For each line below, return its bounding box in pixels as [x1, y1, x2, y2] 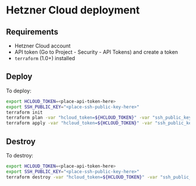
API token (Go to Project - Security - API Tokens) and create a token [14, 49, 178, 56]
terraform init [6, 109, 43, 115]
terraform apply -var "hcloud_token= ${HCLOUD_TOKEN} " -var [6, 120, 153, 126]
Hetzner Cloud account [14, 42, 71, 49]
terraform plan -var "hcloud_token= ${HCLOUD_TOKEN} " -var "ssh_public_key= [6, 115, 194, 120]
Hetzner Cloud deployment [6, 4, 140, 17]
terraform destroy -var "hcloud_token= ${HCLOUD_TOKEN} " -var [6, 174, 158, 180]
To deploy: [6, 87, 32, 94]
